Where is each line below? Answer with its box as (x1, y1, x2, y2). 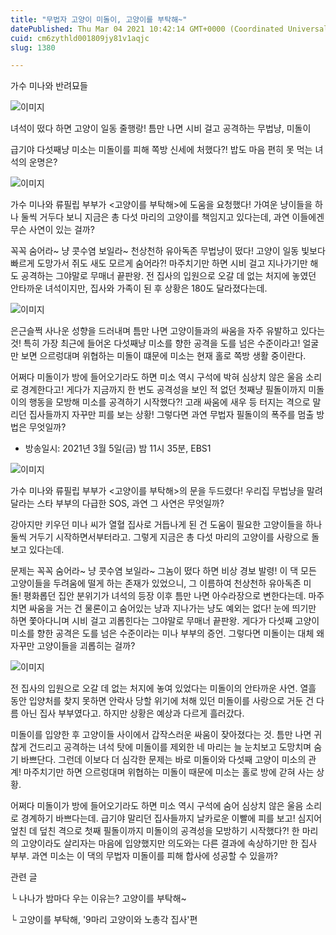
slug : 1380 (10, 42, 56, 53)
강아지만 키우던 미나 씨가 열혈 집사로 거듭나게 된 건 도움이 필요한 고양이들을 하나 (10, 519, 323, 531)
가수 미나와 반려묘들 (10, 80, 88, 92)
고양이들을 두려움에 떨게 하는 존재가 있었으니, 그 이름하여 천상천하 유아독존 (10, 577, 302, 590)
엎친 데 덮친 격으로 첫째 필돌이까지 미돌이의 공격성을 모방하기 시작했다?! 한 (10, 825, 300, 837)
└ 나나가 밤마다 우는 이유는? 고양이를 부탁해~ (10, 892, 187, 905)
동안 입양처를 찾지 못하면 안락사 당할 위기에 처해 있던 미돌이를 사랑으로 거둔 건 (10, 695, 315, 707)
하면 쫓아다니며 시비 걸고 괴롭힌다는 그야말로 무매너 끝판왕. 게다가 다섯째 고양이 (10, 615, 320, 627)
